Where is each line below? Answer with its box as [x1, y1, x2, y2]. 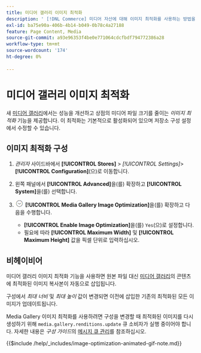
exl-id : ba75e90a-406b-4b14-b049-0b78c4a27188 [6, 22, 124, 28]
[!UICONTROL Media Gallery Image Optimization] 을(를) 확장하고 [25, 201, 184, 208]
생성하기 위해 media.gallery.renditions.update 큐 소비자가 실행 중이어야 [6, 320, 181, 328]
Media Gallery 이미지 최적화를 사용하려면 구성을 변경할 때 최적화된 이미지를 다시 [6, 313, 194, 320]
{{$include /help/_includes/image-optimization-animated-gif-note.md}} [6, 340, 182, 347]
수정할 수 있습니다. [17, 124, 61, 131]
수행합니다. [26, 209, 52, 216]
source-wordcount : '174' [6, 48, 68, 54]
